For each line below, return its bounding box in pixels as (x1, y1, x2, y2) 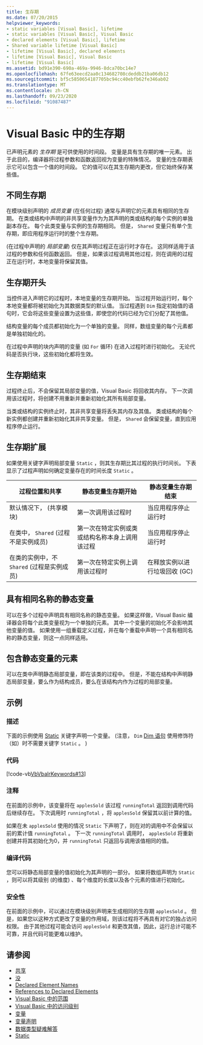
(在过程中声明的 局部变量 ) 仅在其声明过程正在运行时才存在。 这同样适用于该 (6, 243, 195, 250)
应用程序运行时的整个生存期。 (27, 230, 101, 237)
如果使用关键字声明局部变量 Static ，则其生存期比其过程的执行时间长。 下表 (6, 459, 196, 467)
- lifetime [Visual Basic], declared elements (6, 48, 126, 54)
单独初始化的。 (11, 330, 49, 338)
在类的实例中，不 (9, 553, 59, 562)
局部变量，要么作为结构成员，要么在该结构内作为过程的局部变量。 (11, 678, 176, 686)
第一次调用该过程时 (77, 508, 132, 516)
